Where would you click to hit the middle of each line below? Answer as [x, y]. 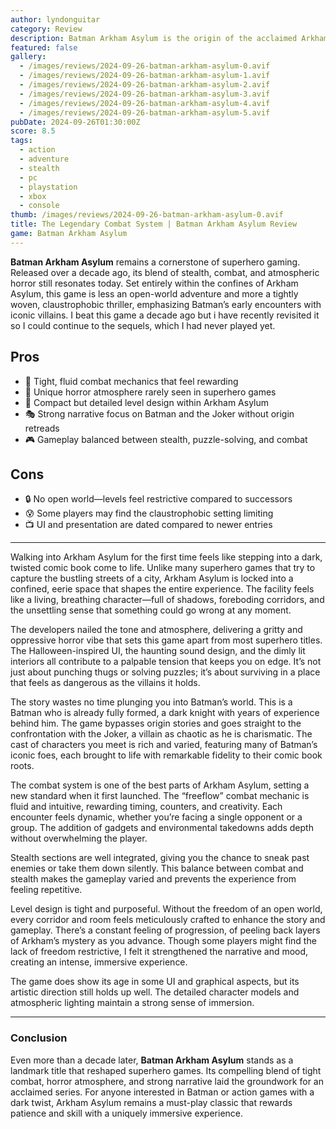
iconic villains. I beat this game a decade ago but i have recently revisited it [165, 315]
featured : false [44, 47]
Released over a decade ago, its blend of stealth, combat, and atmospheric [165, 272]
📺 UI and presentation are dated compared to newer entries [148, 525]
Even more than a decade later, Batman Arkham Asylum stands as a [152, 1060]
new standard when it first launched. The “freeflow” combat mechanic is [160, 796]
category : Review [46, 29]
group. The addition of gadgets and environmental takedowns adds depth [162, 828]
